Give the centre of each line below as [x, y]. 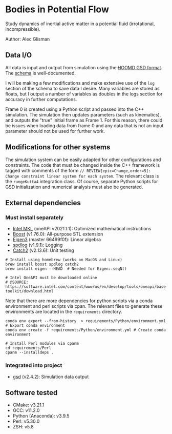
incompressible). [23, 29]
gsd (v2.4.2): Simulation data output [51, 377]
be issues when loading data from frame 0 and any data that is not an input [84, 125]
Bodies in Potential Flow [57, 9]
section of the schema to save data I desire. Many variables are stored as [82, 88]
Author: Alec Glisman [28, 39]
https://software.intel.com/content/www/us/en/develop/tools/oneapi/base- [87, 287]
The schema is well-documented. [40, 73]
